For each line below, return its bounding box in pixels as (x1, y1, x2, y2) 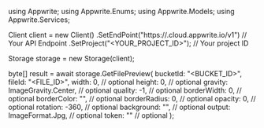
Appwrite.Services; (8, 15, 71, 24)
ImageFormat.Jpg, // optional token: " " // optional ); (8, 111, 175, 120)
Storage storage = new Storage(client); (8, 54, 136, 63)
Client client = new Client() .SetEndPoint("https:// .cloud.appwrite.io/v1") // (8, 31, 247, 39)
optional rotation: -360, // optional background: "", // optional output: (8, 102, 231, 112)
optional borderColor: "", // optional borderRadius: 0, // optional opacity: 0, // (8, 94, 256, 103)
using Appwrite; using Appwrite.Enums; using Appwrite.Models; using (8, 7, 235, 16)
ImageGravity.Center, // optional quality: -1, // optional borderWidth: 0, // (8, 86, 242, 95)
